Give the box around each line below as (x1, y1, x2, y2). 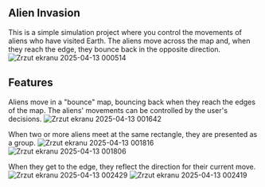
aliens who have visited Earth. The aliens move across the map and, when (8, 36, 251, 45)
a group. (8, 138, 36, 147)
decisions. (8, 114, 42, 123)
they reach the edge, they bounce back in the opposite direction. (8, 44, 221, 54)
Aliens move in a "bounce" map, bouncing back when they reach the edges (8, 97, 256, 107)
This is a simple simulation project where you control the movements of (8, 27, 243, 37)
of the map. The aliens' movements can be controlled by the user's (8, 105, 228, 115)
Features (8, 76, 53, 90)
